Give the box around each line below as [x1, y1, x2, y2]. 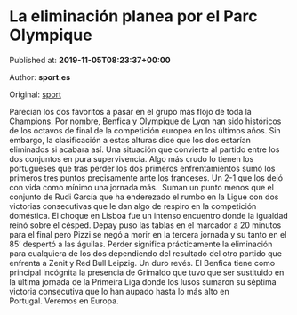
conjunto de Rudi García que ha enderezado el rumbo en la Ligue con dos [9, 191, 279, 202]
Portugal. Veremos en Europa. [9, 295, 119, 306]
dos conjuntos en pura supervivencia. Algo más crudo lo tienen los [9, 153, 254, 164]
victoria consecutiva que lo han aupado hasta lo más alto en [9, 286, 229, 296]
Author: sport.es [9, 71, 71, 82]
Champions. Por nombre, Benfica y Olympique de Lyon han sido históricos [9, 116, 282, 126]
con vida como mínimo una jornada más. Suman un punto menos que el [9, 182, 274, 192]
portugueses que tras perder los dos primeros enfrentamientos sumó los [9, 163, 276, 174]
